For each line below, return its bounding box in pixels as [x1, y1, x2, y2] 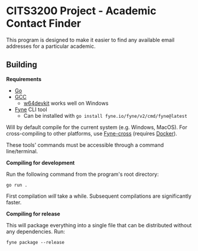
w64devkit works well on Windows [23, 99, 109, 107]
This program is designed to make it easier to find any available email [6, 36, 175, 43]
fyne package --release [6, 239, 65, 245]
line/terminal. [6, 147, 38, 155]
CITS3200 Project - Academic [6, 4, 157, 18]
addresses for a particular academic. [6, 43, 96, 50]
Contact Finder [6, 17, 82, 30]
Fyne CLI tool [14, 105, 47, 113]
